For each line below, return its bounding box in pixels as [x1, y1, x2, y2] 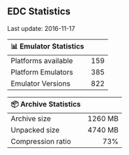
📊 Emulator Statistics [10, 41, 85, 51]
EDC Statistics [7, 6, 71, 18]
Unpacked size [10, 125, 60, 135]
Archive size [10, 114, 51, 123]
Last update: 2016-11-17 [7, 24, 75, 32]
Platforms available [10, 55, 73, 65]
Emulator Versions [10, 79, 71, 88]
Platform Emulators [10, 67, 73, 76]
